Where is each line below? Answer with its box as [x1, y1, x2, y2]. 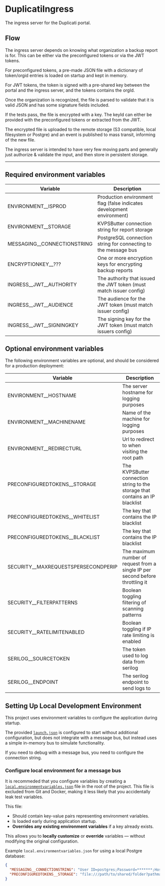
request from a [122, 561, 156, 567]
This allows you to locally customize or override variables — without [5, 833, 145, 839]
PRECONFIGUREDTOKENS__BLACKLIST [7, 534, 100, 541]
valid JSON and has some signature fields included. [5, 102, 110, 108]
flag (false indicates [97, 200, 143, 207]
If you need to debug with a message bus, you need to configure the [5, 749, 144, 755]
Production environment [97, 193, 153, 200]
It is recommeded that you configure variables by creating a [5, 778, 126, 784]
